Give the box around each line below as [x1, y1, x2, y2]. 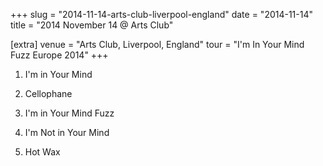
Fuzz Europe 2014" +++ [10, 49, 109, 61]
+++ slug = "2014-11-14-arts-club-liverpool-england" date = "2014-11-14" [10, 9, 314, 20]
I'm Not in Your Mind [24, 127, 110, 138]
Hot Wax [24, 146, 61, 158]
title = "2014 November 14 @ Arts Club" [10, 19, 174, 31]
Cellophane [24, 88, 73, 99]
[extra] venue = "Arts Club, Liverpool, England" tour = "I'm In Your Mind [10, 39, 305, 50]
